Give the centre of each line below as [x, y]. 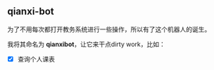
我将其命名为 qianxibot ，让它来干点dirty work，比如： [86, 44]
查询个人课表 [36, 59]
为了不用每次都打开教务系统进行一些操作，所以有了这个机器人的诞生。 [109, 29]
